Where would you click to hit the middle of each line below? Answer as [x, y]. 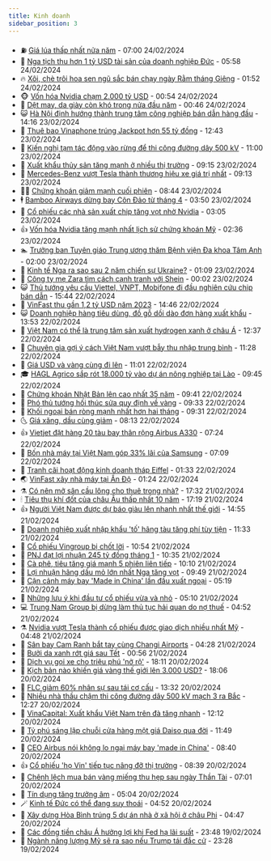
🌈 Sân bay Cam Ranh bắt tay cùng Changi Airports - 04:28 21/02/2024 [138, 644]
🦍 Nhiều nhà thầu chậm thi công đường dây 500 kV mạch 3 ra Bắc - [133, 696]
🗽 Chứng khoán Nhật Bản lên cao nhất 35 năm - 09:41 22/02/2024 [131, 394]
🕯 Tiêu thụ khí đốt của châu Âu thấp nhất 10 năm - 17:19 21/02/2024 [131, 499]
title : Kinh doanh [39, 16]
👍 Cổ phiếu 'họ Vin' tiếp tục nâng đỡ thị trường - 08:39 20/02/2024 [133, 765]
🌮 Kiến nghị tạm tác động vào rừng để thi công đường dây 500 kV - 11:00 [142, 147]
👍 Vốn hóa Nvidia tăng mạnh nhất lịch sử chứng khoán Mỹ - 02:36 [131, 229]
